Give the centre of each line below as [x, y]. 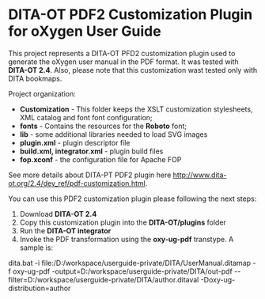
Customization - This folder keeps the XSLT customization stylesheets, [136, 109]
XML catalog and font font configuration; [86, 117]
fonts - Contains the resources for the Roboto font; [103, 126]
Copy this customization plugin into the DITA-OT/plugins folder [123, 222]
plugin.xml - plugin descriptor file [75, 142]
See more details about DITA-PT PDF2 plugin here [90, 175]
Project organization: [42, 93]
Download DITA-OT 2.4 [58, 214]
